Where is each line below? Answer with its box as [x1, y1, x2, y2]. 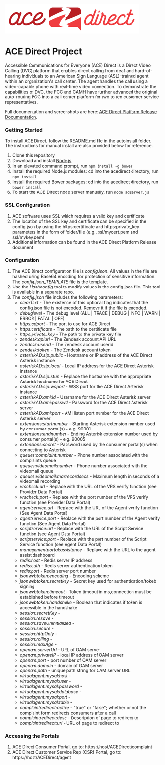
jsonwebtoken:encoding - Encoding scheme [19, 573, 109, 579]
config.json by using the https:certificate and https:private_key [12, 223, 139, 229]
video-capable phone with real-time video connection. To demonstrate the [5, 83, 157, 89]
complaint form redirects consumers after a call [19, 710, 116, 716]
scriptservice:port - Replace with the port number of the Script [19, 536, 147, 542]
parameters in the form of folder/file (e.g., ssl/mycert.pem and [12, 229, 138, 235]
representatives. [5, 99, 38, 105]
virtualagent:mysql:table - [19, 699, 73, 705]
